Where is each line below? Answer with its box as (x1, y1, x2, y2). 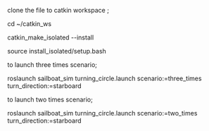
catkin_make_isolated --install (7, 33, 94, 42)
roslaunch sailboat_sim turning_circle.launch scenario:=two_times (7, 109, 198, 117)
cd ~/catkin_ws (7, 20, 51, 27)
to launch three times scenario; (7, 61, 97, 69)
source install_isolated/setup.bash (7, 47, 107, 55)
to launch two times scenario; (7, 95, 93, 104)
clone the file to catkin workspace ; (7, 6, 109, 14)
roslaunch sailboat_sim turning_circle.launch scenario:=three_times (7, 74, 202, 82)
